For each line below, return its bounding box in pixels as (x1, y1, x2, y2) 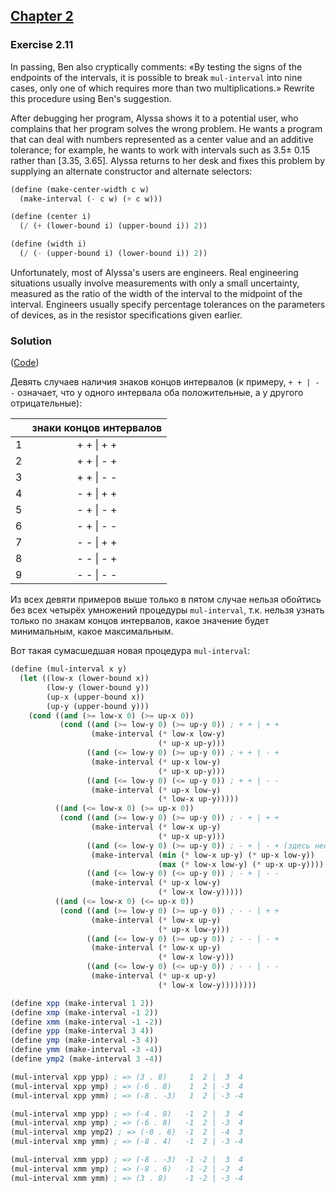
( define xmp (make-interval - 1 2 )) (10, 1007, 159, 1018)
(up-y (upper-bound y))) (46, 701, 150, 711)
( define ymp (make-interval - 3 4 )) (10, 1035, 159, 1046)
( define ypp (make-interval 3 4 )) (10, 1026, 155, 1036)
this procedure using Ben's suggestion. (10, 92, 172, 104)
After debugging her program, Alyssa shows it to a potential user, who (10, 112, 299, 124)
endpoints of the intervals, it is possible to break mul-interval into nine (10, 71, 303, 83)
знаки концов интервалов (31, 421, 163, 435)
